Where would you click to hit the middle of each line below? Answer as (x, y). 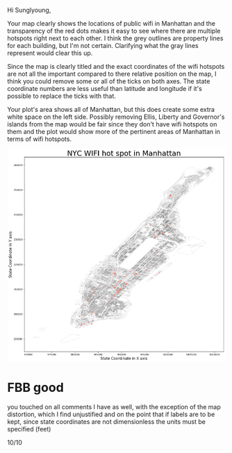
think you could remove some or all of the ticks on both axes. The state (109, 81)
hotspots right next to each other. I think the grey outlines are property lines (115, 38)
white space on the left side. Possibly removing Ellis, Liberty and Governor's (116, 117)
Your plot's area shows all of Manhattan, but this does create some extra (111, 109)
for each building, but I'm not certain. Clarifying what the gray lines (103, 46)
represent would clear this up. (50, 53)
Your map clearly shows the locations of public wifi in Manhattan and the (111, 23)
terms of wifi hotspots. (39, 139)
